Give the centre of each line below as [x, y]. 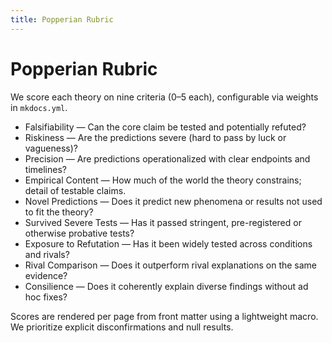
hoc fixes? [46, 297]
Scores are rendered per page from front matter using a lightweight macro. [164, 316]
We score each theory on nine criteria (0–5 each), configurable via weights [164, 97]
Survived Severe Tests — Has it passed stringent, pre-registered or [163, 222]
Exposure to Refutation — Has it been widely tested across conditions [168, 243]
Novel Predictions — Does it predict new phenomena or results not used [173, 201]
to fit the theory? [59, 212]
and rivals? [47, 254]
